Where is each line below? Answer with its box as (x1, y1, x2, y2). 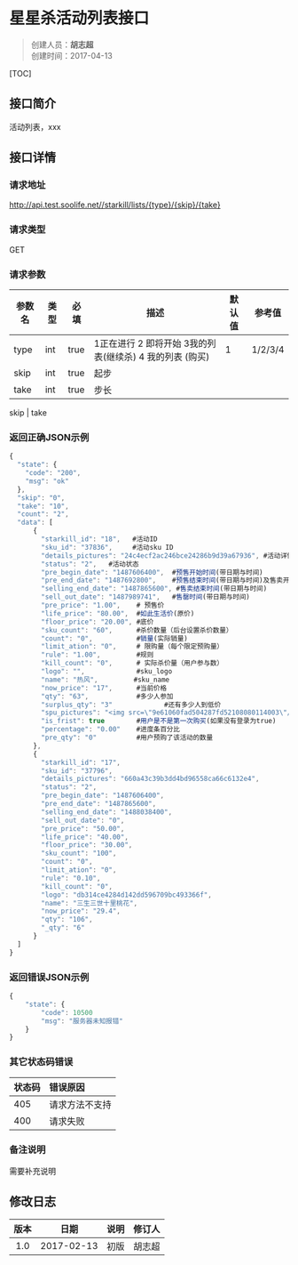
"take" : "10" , (17, 502, 69, 511)
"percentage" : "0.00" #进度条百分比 (41, 725, 180, 734)
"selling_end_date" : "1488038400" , (41, 807, 173, 817)
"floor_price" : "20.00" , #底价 (41, 617, 154, 626)
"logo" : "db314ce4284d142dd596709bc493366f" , (41, 890, 213, 899)
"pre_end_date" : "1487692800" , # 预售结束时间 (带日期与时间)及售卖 (41, 576, 284, 585)
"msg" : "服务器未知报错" (41, 1016, 123, 1026)
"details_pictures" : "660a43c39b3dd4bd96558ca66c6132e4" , (41, 775, 260, 784)
